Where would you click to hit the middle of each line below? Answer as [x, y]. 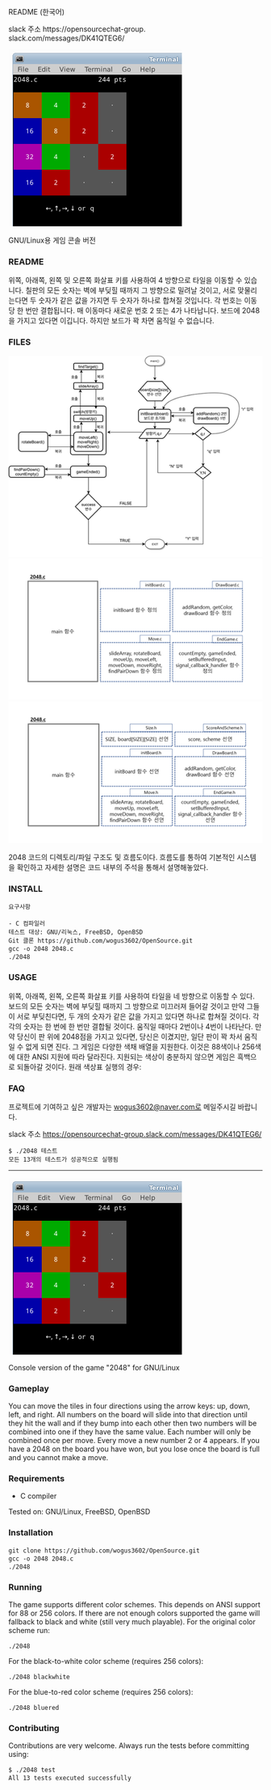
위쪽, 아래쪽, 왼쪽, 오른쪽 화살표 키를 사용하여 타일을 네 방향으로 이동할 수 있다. [132, 996]
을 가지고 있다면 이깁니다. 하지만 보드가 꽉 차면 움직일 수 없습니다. [112, 321]
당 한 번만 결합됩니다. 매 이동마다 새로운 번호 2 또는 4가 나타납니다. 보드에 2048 [134, 310]
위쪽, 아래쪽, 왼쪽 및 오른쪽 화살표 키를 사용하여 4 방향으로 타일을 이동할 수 [125, 281]
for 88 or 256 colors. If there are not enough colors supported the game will [134, 1613]
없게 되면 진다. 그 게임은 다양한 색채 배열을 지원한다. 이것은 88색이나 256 [140, 1046]
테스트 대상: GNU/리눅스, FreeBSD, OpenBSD [76, 932]
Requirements [37, 1479]
